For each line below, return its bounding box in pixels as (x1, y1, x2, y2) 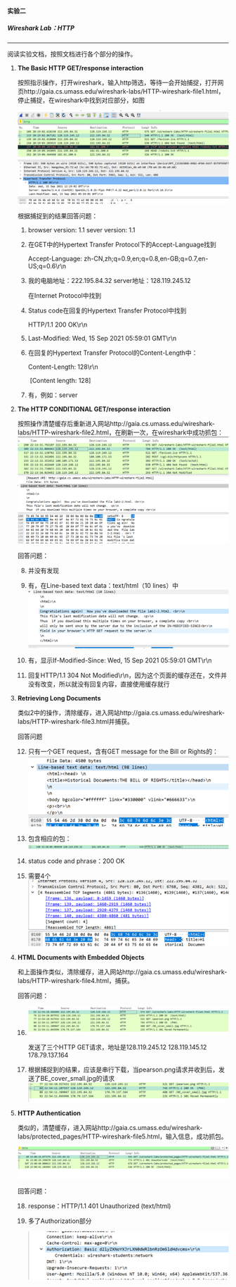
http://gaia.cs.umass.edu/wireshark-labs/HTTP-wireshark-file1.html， (23, 87, 225, 95)
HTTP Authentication (17, 1109, 81, 1117)
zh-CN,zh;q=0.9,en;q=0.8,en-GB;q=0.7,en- (84, 254, 209, 263)
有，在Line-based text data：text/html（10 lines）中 (27, 581, 179, 589)
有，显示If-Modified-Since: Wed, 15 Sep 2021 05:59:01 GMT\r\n (27, 655, 212, 665)
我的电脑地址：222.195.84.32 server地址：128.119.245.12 (27, 277, 191, 285)
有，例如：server (27, 391, 78, 399)
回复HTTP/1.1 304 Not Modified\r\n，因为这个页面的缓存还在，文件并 (27, 671, 228, 679)
